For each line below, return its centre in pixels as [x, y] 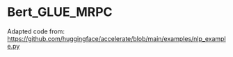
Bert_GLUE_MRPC [60, 12]
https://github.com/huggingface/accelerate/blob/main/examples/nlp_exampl [116, 38]
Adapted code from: [36, 31]
